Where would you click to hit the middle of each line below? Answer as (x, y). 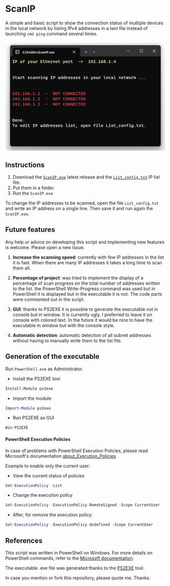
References (24, 541)
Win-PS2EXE (17, 428)
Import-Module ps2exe (28, 408)
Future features (30, 230)
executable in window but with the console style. (64, 325)
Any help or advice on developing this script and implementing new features (85, 242)
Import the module (32, 398)
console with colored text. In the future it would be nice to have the (82, 320)
